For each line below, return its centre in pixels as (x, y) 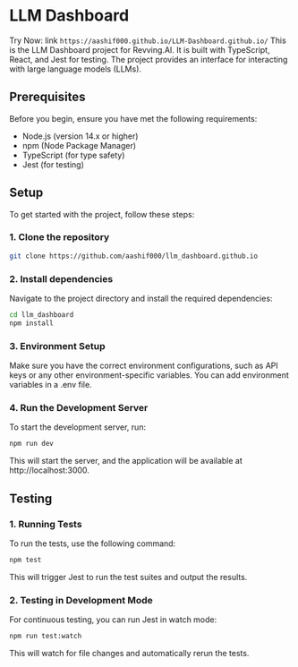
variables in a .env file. (51, 385)
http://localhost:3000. (49, 470)
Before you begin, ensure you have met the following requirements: (133, 118)
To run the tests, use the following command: (93, 543)
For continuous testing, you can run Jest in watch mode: (113, 620)
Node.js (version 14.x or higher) (80, 136)
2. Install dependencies (61, 278)
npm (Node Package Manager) (79, 145)
